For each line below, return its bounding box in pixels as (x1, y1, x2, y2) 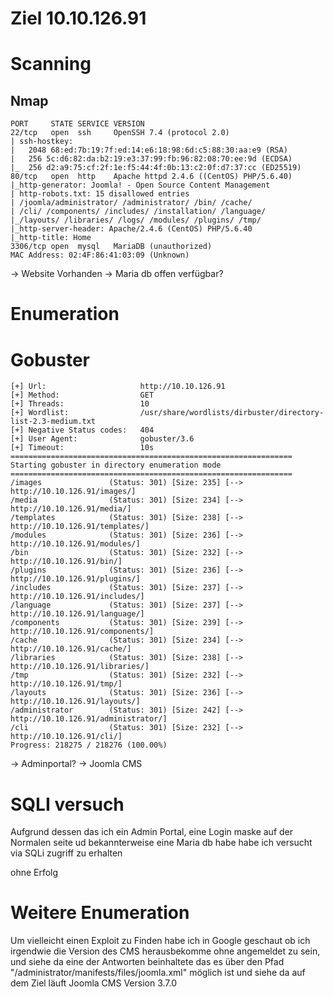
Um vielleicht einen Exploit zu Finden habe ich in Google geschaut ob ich (10, 935, 311, 947)
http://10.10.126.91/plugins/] (10, 574, 141, 584)
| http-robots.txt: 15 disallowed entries (10, 189, 190, 199)
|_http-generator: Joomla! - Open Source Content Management (10, 180, 271, 191)
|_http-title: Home (10, 233, 92, 243)
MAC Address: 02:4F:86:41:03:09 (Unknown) (10, 250, 190, 261)
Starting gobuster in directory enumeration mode (10, 460, 222, 471)
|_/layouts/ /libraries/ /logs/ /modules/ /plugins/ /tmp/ (10, 215, 262, 226)
